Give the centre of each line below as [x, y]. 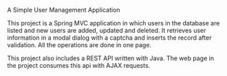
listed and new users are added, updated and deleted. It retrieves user [107, 30]
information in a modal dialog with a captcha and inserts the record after [109, 38]
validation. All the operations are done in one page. [79, 45]
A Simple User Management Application [64, 10]
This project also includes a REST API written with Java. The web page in [111, 58]
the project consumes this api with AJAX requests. [79, 65]
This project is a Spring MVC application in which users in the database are [113, 23]
